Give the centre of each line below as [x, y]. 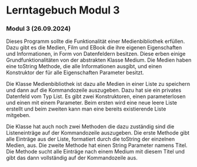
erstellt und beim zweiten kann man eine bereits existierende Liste [86, 109]
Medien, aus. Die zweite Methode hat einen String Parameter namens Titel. [97, 145]
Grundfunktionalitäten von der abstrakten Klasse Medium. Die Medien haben [99, 60]
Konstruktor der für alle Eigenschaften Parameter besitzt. [75, 73]
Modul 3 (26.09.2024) [39, 29]
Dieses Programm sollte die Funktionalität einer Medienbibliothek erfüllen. [96, 41]
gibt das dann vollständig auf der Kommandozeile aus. [72, 158]
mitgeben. [18, 115]
